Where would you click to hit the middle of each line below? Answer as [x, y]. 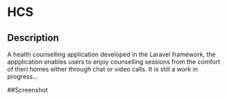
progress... [23, 76]
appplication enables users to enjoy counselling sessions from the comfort [114, 62]
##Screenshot [27, 90]
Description [33, 38]
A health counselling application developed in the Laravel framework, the [112, 54]
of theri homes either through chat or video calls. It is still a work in [103, 69]
